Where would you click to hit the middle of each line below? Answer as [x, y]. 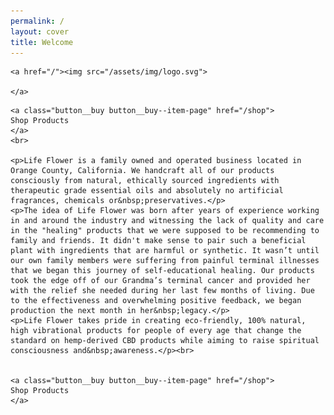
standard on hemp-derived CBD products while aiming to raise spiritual [165, 341]
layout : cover [40, 31]
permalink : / [37, 21]
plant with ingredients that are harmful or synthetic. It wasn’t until [165, 251]
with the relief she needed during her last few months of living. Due [162, 291]
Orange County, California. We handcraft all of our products [142, 171]
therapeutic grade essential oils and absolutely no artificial [147, 191]
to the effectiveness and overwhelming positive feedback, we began [156, 301]
